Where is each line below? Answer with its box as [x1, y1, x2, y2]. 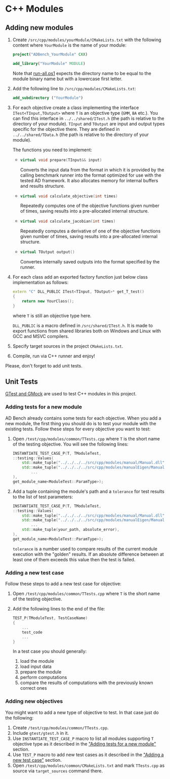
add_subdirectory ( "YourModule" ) [12, 95, 83, 100]
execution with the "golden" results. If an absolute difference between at [12, 551, 164, 557]
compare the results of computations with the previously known [20, 680, 153, 686]
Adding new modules [5, 23, 74, 32]
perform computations [20, 674, 67, 681]
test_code [22, 630, 42, 635]
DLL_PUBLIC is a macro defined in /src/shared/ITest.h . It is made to [12, 322, 153, 328]
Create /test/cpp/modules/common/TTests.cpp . [12, 724, 109, 731]
